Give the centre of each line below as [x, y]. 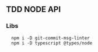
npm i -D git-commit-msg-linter [51, 38]
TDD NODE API [34, 10]
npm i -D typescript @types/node [52, 43]
